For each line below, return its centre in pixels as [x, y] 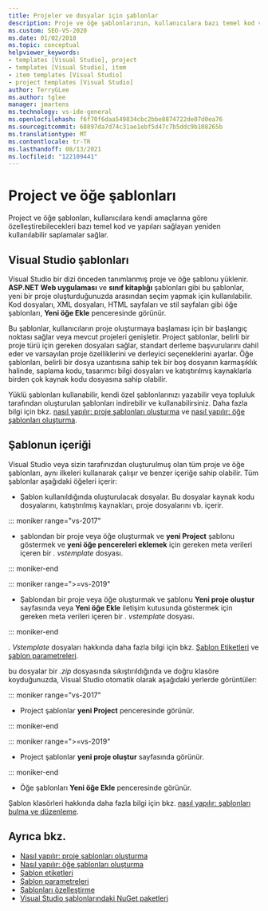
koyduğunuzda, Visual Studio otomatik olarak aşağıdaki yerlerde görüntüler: [133, 679]
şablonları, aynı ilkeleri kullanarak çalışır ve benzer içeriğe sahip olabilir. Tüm [134, 473]
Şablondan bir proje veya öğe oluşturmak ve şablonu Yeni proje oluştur [137, 599]
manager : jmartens [39, 104]
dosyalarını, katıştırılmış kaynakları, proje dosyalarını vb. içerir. [122, 505]
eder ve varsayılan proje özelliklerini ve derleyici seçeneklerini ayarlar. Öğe [131, 354]
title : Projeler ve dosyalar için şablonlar [83, 16]
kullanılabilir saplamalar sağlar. [59, 235]
